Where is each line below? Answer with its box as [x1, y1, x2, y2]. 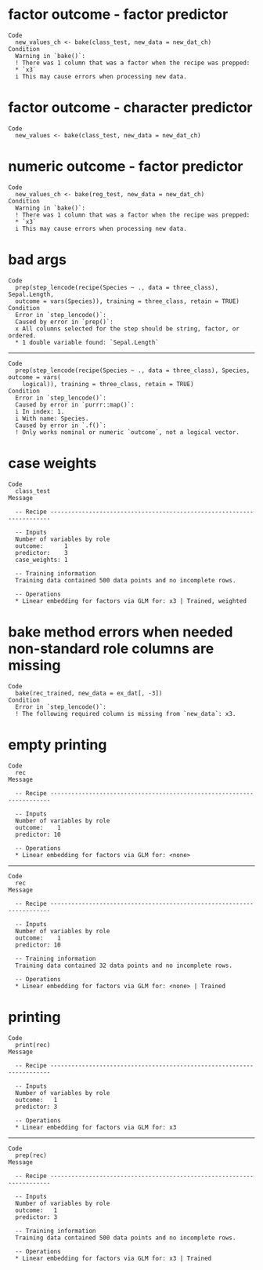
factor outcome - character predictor [8, 99, 253, 117]
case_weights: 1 [15, 556, 68, 564]
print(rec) [15, 1041, 51, 1049]
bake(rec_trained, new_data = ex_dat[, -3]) [15, 689, 163, 697]
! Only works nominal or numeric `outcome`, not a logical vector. [15, 428, 240, 436]
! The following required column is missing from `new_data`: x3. [15, 710, 236, 717]
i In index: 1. [15, 407, 65, 415]
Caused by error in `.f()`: [15, 422, 107, 429]
